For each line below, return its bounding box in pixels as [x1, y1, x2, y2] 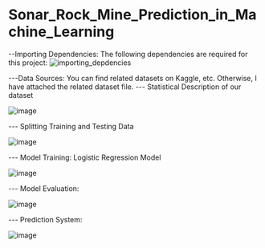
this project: [8, 58, 48, 67]
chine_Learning [8, 22, 115, 41]
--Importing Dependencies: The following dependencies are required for [8, 49, 248, 59]
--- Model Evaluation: [8, 183, 79, 193]
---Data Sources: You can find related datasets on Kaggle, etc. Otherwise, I [8, 73, 257, 83]
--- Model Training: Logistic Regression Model [8, 152, 161, 162]
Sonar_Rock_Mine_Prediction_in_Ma [8, 6, 257, 24]
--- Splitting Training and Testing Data [8, 121, 134, 131]
